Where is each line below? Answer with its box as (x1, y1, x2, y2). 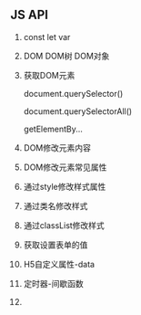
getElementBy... (23, 123, 83, 134)
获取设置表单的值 (23, 239, 88, 250)
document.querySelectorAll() (23, 105, 133, 117)
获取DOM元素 (23, 69, 76, 80)
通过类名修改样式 (23, 200, 88, 211)
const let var (23, 31, 71, 42)
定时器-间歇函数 (23, 278, 85, 289)
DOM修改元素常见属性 (23, 162, 107, 173)
